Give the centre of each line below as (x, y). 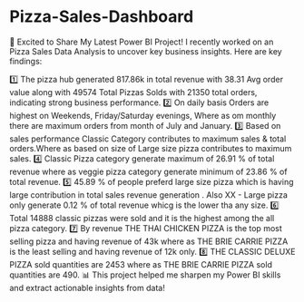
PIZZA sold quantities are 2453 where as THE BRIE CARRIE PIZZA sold (141, 264)
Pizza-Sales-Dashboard (102, 17)
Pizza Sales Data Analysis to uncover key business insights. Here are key (146, 51)
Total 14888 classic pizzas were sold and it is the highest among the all (142, 218)
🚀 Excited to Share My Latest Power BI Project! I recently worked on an (142, 42)
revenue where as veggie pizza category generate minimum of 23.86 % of (148, 171)
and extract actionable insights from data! (87, 287)
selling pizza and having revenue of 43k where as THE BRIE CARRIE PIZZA (149, 241)
